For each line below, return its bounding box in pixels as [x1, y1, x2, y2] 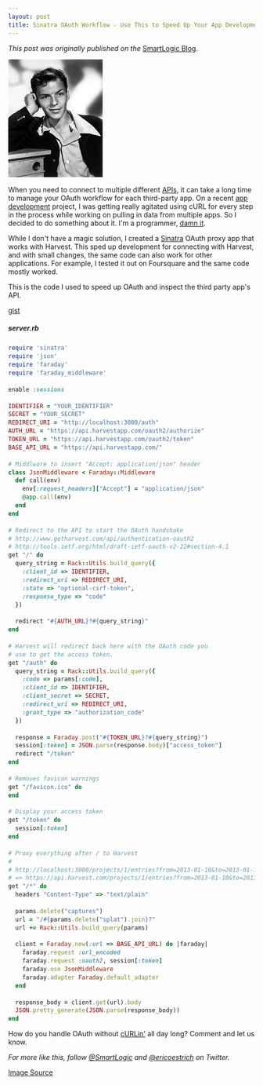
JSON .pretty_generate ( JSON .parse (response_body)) [15, 1006, 180, 1014]
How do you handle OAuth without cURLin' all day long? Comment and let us [8, 1029, 255, 1039]
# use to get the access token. [8, 650, 113, 659]
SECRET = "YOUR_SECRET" [8, 411, 86, 418]
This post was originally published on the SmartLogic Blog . [8, 43, 198, 53]
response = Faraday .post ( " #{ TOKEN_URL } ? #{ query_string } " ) [15, 733, 209, 741]
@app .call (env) [22, 493, 72, 502]
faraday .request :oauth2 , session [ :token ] [22, 957, 163, 965]
